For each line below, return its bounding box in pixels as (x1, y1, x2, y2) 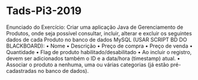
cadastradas (6, 67, 37, 74)
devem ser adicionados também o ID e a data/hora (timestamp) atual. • (6, 55, 180, 62)
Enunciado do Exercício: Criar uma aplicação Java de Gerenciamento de (6, 24, 183, 31)
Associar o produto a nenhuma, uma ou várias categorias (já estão (6, 61, 169, 68)
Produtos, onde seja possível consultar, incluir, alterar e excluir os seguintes (6, 29, 192, 36)
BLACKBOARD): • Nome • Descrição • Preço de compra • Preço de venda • (6, 42, 193, 49)
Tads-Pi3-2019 (6, 4, 82, 18)
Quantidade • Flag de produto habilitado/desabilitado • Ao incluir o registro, (6, 48, 192, 55)
